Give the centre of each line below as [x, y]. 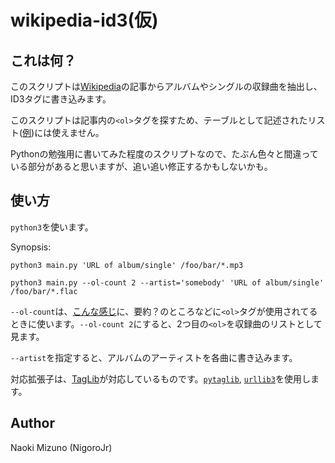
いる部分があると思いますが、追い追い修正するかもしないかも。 [141, 166]
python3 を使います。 [52, 227]
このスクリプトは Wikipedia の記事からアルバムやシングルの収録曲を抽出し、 [166, 86]
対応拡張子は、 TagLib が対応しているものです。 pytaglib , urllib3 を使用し [160, 378]
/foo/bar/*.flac [44, 291]
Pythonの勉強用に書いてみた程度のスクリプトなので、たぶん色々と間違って [164, 154]
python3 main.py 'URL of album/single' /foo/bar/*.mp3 [127, 265]
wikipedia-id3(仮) [84, 20]
